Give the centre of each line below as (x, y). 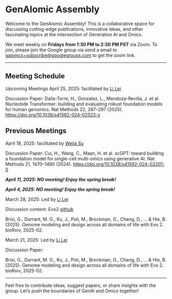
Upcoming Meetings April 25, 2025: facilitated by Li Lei (63, 89)
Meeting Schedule (35, 76)
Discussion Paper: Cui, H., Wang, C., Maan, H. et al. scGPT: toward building (85, 153)
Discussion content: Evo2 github (39, 209)
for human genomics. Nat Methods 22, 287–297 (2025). (64, 109)
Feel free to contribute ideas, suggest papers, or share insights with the (81, 285)
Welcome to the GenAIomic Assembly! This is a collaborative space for (80, 24)
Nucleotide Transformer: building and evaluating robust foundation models (84, 104)
